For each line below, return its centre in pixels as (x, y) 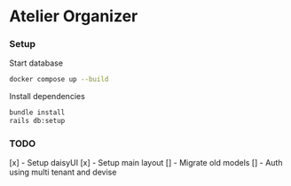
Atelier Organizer (74, 16)
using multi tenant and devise (63, 172)
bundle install (37, 112)
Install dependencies (47, 97)
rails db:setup (37, 121)
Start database (36, 63)
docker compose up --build (59, 80)
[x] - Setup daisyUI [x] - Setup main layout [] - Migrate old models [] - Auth (146, 163)
